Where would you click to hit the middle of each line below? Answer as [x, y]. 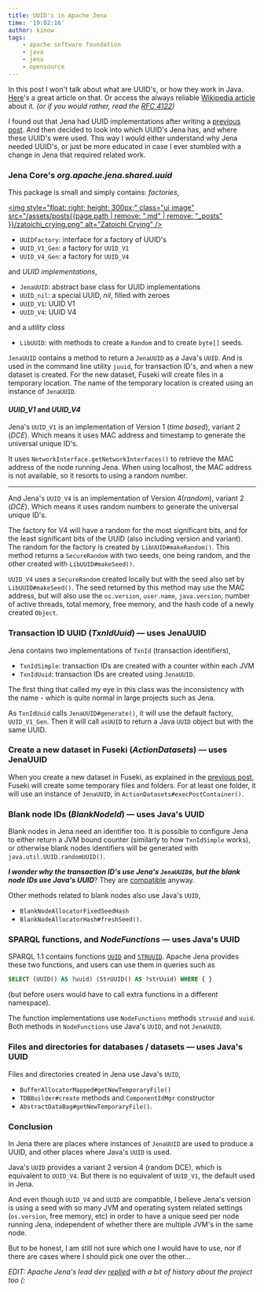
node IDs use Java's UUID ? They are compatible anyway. [101, 881]
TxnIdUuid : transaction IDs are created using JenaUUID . [107, 674]
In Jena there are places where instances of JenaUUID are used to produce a [131, 1143]
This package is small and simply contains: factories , [94, 192]
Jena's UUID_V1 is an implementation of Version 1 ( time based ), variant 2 [125, 427]
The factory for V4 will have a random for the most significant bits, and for [128, 531]
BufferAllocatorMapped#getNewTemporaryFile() [95, 1090]
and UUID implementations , [53, 272]
